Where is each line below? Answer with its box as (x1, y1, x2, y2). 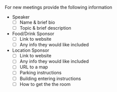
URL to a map (19, 64, 49, 70)
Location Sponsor (12, 47, 49, 53)
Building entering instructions (19, 75, 82, 81)
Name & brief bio (19, 20, 55, 25)
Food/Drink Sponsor (12, 31, 54, 37)
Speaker (12, 14, 30, 20)
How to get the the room (19, 81, 71, 87)
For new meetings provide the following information (5, 5, 112, 10)
